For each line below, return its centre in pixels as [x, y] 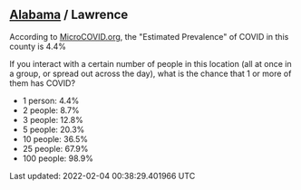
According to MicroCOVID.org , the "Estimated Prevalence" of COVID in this [149, 36]
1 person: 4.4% [51, 100]
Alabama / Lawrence [69, 15]
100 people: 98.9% [58, 158]
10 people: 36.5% [55, 138]
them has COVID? [42, 83]
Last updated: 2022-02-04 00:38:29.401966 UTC [102, 176]
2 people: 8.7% [51, 110]
